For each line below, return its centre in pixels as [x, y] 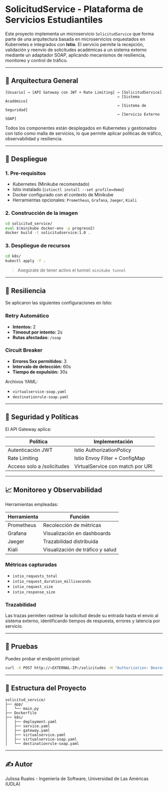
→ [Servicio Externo [138, 114]
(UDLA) [13, 784]
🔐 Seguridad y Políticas [42, 417]
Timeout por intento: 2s [37, 332]
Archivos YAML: [22, 381]
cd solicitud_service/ [29, 223]
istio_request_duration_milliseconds [52, 581]
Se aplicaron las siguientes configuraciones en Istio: [59, 303]
